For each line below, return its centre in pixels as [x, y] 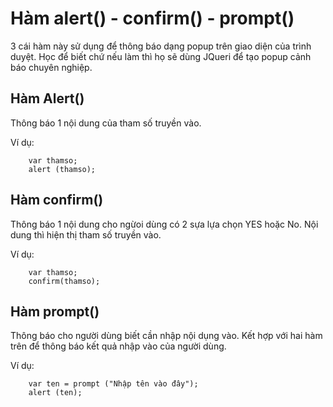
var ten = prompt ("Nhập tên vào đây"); [113, 384]
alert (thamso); [62, 169]
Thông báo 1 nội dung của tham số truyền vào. [106, 123]
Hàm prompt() [55, 311]
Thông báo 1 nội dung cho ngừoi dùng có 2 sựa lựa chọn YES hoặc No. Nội [164, 224]
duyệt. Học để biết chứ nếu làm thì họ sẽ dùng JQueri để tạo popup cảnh [161, 56]
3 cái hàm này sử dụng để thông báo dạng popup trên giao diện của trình [161, 46]
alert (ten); [55, 393]
